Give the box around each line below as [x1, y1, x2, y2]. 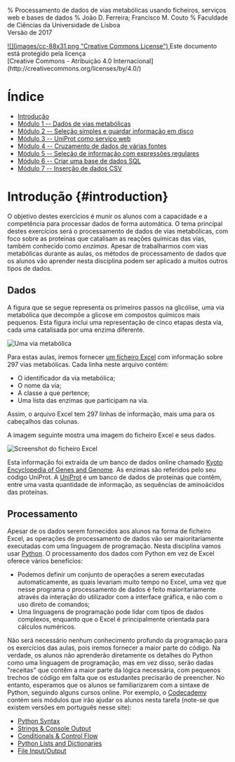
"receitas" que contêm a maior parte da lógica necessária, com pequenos [7, 666, 221, 674]
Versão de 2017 [7, 28, 53, 36]
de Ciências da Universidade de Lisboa [7, 21, 121, 29]
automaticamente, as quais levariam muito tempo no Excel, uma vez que [17, 577, 227, 586]
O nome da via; [17, 381, 62, 389]
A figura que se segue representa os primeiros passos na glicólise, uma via [7, 303, 224, 312]
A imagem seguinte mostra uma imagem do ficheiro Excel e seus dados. [7, 431, 216, 439]
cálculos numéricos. [17, 622, 76, 631]
